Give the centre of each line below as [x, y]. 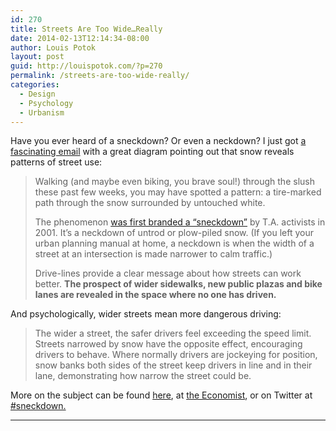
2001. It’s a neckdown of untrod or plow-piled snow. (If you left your [174, 233]
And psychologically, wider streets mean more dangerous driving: [146, 314]
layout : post [37, 57]
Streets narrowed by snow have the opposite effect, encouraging [168, 344]
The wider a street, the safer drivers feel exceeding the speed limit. [173, 333]
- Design [37, 94]
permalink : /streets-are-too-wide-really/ [100, 76]
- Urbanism [42, 112]
